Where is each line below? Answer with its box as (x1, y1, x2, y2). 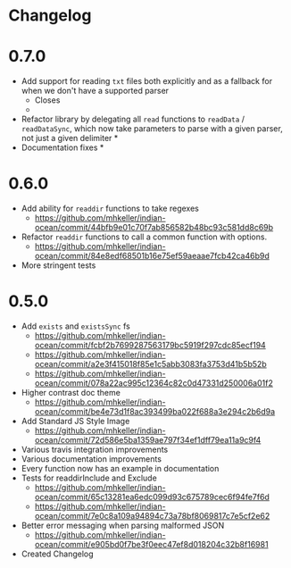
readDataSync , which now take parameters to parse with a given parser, (21, 123, 283, 134)
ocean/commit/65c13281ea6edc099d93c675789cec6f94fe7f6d (34, 492, 270, 502)
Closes (34, 95, 61, 105)
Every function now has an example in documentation (21, 464, 220, 473)
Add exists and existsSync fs (21, 321, 130, 331)
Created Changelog (21, 548, 95, 559)
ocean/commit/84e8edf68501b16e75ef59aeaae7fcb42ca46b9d (34, 251, 270, 262)
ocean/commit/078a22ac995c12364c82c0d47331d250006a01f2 (34, 378, 273, 388)
